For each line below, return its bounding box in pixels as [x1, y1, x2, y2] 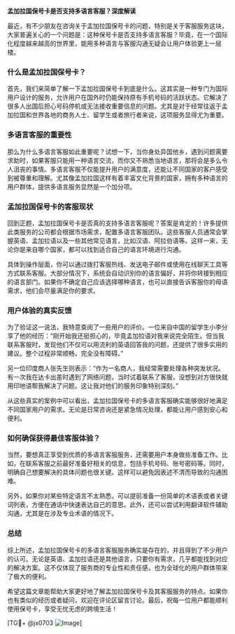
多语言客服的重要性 [7, 130, 72, 140]
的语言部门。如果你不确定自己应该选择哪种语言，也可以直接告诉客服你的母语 [7, 277, 228, 286]
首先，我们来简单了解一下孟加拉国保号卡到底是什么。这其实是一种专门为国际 [7, 84, 228, 93]
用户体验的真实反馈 [7, 305, 72, 315]
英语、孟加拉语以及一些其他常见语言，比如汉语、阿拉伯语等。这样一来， [13, 236, 222, 245]
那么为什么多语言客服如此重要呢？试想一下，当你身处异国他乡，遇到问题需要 [7, 147, 228, 156]
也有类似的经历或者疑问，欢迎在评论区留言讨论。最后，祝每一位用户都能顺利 [7, 595, 228, 604]
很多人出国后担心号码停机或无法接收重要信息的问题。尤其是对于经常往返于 [7, 102, 222, 111]
